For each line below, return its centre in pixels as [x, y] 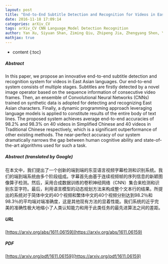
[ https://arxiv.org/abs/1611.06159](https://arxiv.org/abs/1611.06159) [74, 232]
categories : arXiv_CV [28, 24]
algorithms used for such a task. [54, 145]
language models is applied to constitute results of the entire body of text [81, 113]
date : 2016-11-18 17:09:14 [33, 19]
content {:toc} [27, 52]
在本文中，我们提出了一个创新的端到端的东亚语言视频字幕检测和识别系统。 [82, 170]
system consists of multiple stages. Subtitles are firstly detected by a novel [82, 87]
